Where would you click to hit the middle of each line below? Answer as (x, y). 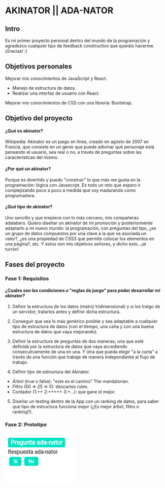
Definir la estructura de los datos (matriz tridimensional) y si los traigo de (86, 307)
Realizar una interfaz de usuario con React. (56, 93)
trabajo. (20, 362)
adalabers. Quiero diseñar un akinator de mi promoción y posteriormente (79, 223)
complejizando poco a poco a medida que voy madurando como (71, 190)
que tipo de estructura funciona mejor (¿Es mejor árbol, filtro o (76, 407)
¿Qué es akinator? (24, 131)
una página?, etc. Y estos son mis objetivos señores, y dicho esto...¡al (76, 244)
